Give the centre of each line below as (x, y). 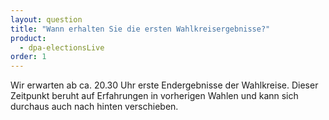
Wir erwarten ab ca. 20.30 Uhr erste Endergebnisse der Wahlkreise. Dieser (164, 85)
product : (28, 38)
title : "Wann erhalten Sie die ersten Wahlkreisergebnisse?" (140, 29)
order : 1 (28, 57)
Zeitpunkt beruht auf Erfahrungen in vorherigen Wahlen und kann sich (154, 96)
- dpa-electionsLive (62, 47)
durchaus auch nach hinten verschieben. (94, 107)
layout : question (46, 19)
